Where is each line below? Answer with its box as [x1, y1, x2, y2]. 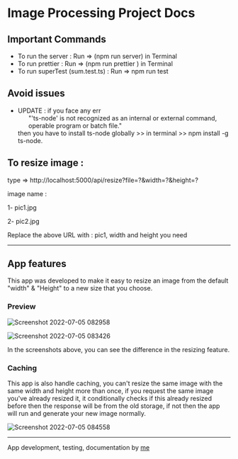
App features [7, 258, 67, 270]
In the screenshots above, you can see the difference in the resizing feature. [7, 345, 230, 353]
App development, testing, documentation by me [7, 443, 150, 452]
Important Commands [7, 33, 106, 45]
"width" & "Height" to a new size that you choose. [7, 284, 153, 293]
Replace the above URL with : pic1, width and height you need [7, 230, 188, 239]
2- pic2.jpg [7, 217, 40, 225]
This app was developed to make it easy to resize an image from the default [7, 276, 229, 285]
